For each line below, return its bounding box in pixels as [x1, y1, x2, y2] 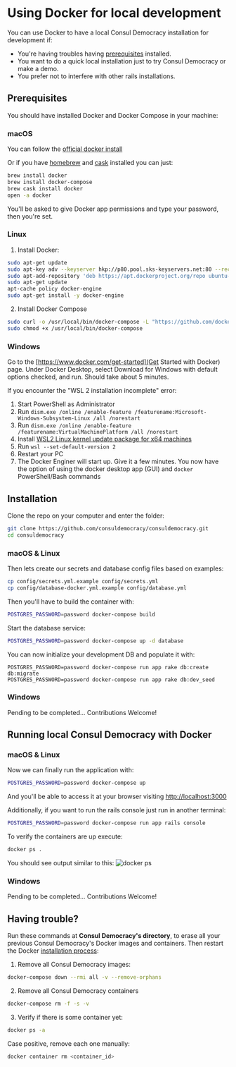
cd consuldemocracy [7, 531, 65, 539]
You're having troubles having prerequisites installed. [17, 49, 172, 58]
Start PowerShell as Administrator [17, 400, 116, 408]
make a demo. [17, 64, 59, 73]
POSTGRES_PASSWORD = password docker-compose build [7, 611, 156, 618]
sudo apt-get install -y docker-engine [7, 292, 124, 299]
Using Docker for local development [7, 5, 221, 21]
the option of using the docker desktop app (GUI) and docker [17, 465, 193, 473]
